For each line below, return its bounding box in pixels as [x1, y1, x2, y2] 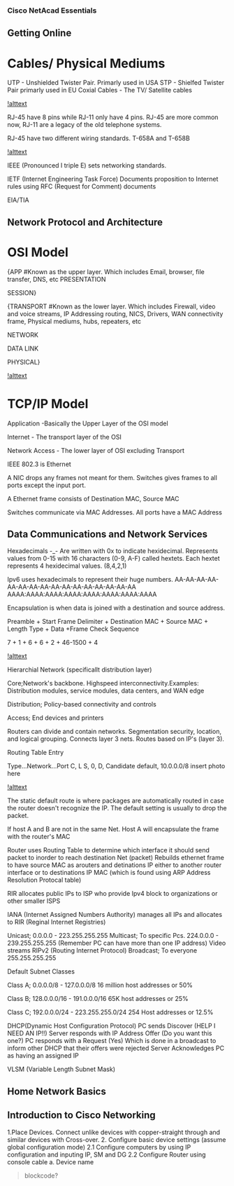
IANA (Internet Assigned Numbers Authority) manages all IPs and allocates [7, 911, 222, 919]
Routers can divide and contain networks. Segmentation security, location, [7, 728, 222, 736]
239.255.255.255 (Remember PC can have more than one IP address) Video [7, 939, 226, 948]
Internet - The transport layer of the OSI [7, 432, 122, 441]
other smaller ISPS [7, 897, 61, 906]
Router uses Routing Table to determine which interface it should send [7, 846, 210, 854]
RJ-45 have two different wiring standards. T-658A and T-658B [7, 134, 190, 142]
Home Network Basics [7, 1085, 106, 1097]
